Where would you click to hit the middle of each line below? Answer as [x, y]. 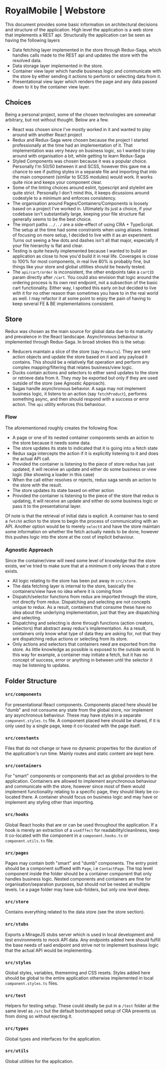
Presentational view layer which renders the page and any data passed [85, 82]
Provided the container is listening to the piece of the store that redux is [85, 495]
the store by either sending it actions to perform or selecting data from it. [87, 76]
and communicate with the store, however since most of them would [75, 786]
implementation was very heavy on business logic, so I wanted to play [84, 150]
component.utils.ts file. [29, 840]
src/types [17, 1028]
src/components [24, 694]
